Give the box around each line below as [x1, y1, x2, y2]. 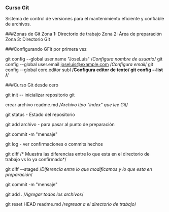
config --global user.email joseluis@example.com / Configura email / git [5, 62, 154, 68]
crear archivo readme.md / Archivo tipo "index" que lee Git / [5, 102, 128, 108]
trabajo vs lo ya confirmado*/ [5, 157, 67, 163]
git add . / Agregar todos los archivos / [5, 191, 84, 197]
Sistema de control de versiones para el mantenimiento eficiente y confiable [5, 16, 164, 22]
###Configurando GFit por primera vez [5, 46, 87, 52]
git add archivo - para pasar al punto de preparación [5, 122, 115, 128]
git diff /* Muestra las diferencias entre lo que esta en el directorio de [5, 151, 150, 157]
